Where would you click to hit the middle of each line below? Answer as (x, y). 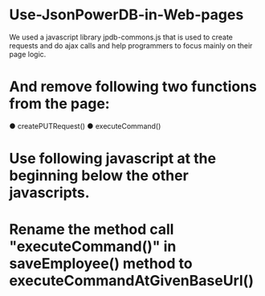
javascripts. (50, 193)
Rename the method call (92, 230)
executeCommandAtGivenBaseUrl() (131, 281)
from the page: (60, 104)
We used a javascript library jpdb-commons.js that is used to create (121, 37)
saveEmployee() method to (101, 264)
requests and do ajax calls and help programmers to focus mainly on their (131, 45)
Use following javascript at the (112, 159)
